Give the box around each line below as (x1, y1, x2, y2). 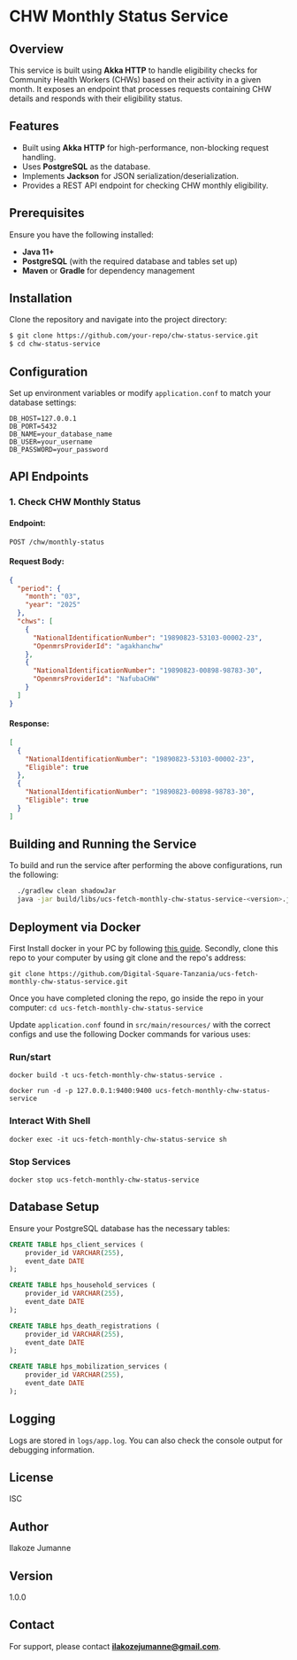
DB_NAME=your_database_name (9, 430, 113, 438)
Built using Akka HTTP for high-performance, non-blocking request (21, 142, 270, 152)
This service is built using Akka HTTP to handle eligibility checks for (9, 65, 258, 75)
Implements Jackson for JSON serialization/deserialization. (21, 170, 239, 181)
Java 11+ (21, 246, 55, 257)
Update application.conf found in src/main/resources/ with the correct (9, 1020, 271, 1030)
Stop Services (9, 1155, 71, 1167)
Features (9, 119, 59, 134)
